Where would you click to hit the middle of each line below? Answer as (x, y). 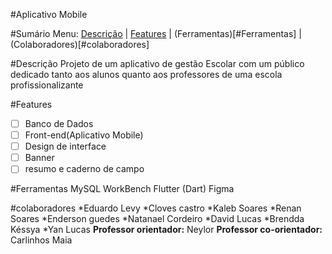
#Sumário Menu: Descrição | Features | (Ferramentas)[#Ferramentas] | (156, 33)
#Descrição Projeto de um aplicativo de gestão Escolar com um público (157, 63)
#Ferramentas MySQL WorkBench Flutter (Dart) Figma (122, 189)
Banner (39, 158)
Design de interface (65, 146)
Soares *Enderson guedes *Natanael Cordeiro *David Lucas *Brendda (157, 219)
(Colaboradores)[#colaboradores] (80, 44)
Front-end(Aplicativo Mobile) (84, 135)
